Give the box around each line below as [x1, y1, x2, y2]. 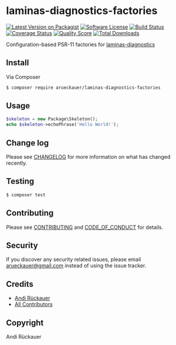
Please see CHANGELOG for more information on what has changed [6, 154, 171, 160]
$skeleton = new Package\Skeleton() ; [6, 116, 98, 122]
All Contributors [14, 301, 53, 308]
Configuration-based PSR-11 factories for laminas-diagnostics [6, 41, 155, 48]
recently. [6, 159, 27, 166]
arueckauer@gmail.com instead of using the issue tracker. [6, 262, 147, 269]
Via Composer [6, 73, 41, 80]
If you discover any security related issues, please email [6, 256, 142, 263]
